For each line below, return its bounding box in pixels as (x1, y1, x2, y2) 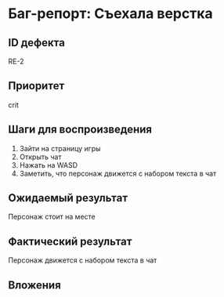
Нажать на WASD (19, 160, 78, 169)
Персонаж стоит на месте (8, 212, 96, 222)
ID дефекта (8, 36, 65, 49)
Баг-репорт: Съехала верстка (8, 5, 213, 23)
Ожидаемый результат (8, 191, 128, 205)
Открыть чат (19, 152, 62, 161)
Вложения (8, 278, 61, 292)
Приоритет (8, 79, 65, 92)
